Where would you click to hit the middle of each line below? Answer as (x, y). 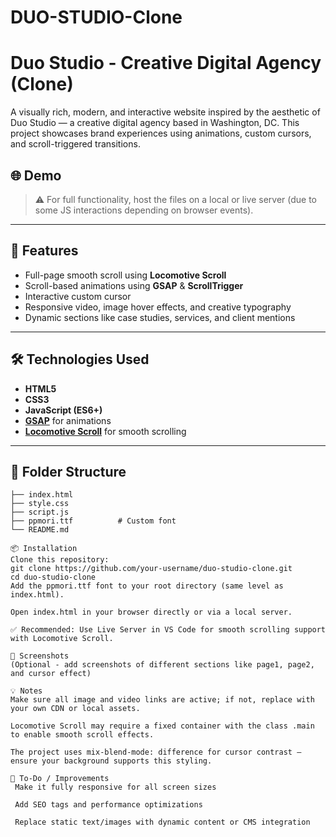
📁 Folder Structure (68, 471)
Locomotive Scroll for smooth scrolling (105, 431)
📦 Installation (44, 549)
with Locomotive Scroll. (62, 639)
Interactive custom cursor (78, 296)
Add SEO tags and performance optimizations (108, 805)
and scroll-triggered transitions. (75, 144)
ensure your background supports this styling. (111, 761)
